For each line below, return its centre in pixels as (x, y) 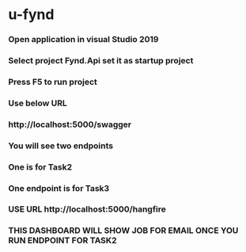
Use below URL (38, 103)
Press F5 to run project (53, 82)
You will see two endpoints (61, 146)
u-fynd (31, 15)
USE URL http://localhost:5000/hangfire (87, 209)
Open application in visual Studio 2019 (83, 40)
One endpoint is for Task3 (59, 188)
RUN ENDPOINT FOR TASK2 (62, 241)
